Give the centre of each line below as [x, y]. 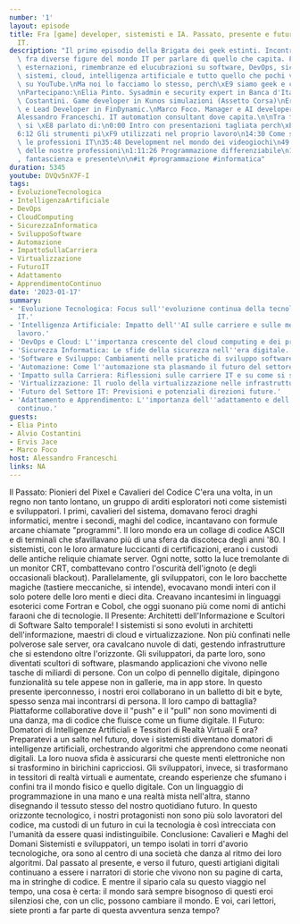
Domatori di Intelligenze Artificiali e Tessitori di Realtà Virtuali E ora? [134, 729]
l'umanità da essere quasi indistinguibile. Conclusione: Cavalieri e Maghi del [149, 834]
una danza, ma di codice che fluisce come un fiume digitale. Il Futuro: [137, 720]
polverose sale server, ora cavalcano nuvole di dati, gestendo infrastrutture [147, 644]
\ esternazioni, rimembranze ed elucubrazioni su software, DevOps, [147, 68]
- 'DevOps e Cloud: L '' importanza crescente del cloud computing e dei [145, 342]
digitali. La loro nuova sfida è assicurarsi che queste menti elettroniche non [147, 758]
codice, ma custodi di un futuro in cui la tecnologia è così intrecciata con [143, 825]
